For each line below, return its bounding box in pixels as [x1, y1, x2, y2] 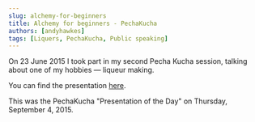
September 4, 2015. [8, 105, 74, 115]
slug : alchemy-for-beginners [8, 11, 107, 20]
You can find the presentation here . [8, 81, 126, 90]
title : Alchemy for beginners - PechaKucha [8, 19, 158, 27]
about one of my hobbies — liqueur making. [8, 65, 155, 75]
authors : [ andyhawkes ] [8, 27, 85, 35]
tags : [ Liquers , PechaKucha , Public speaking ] [8, 34, 168, 43]
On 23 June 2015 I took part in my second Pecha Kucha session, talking [8, 57, 248, 66]
